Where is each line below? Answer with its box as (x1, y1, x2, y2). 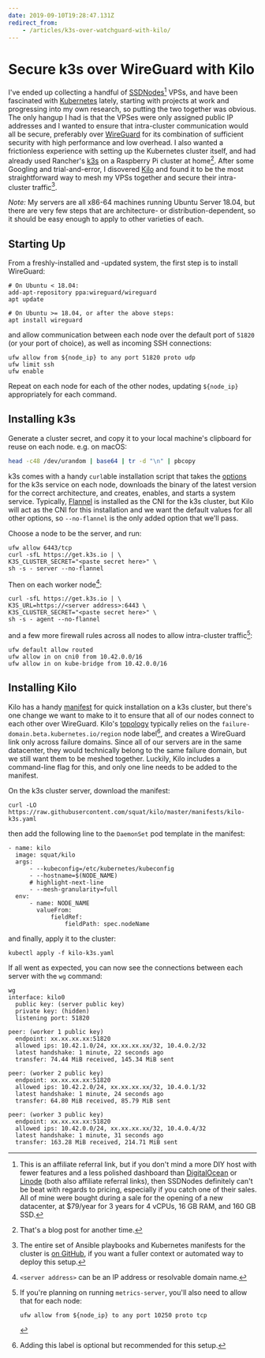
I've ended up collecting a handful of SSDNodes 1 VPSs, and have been (8, 86, 238, 97)
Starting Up (8, 237, 66, 251)
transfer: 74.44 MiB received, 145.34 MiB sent (15, 1055, 175, 1063)
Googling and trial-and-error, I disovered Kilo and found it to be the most (8, 164, 244, 173)
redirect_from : (8, 19, 58, 27)
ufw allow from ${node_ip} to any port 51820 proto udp (8, 354, 196, 362)
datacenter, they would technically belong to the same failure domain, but (8, 745, 247, 755)
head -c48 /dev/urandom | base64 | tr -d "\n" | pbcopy (8, 457, 196, 465)
